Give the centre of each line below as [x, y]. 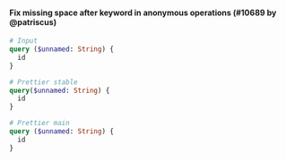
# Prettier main [39, 123]
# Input [24, 41]
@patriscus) [33, 21]
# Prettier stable [43, 82]
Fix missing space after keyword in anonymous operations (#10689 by [143, 13]
